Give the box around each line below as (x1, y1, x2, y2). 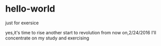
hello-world (5, 3, 56, 15)
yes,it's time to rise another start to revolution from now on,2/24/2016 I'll (5, 29, 156, 35)
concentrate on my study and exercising (5, 35, 90, 41)
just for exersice (5, 20, 39, 26)
